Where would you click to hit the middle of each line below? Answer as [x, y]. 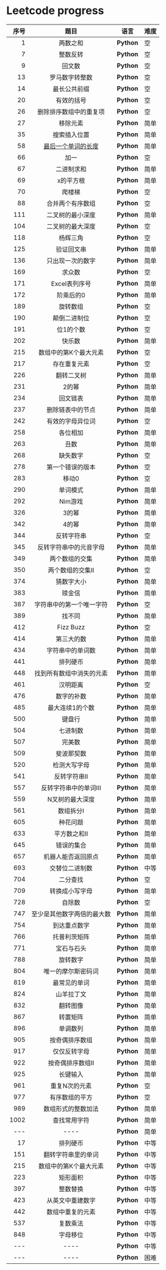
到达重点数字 [71, 925]
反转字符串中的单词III [71, 788]
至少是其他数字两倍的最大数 [71, 914]
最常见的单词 [71, 983]
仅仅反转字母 [71, 1051]
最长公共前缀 [71, 89]
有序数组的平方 [71, 1097]
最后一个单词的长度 [71, 146]
